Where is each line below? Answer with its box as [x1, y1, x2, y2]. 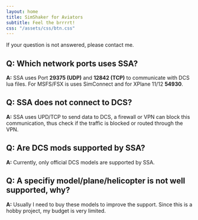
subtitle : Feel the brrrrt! [6, 20, 76, 25]
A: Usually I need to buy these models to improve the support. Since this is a [6, 200, 193, 208]
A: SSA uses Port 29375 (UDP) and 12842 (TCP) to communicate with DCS [6, 75, 190, 82]
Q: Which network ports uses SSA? [6, 59, 138, 69]
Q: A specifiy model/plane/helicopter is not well [6, 176, 186, 186]
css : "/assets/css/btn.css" [6, 25, 76, 31]
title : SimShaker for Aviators [6, 14, 83, 20]
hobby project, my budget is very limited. [6, 207, 106, 214]
